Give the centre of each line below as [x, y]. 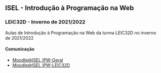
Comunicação [20, 49]
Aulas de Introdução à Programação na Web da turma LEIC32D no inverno [81, 33]
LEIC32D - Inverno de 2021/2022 [45, 22]
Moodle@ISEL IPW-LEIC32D [41, 65]
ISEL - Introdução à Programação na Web [70, 8]
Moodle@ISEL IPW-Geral [38, 60]
